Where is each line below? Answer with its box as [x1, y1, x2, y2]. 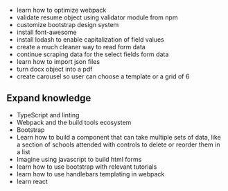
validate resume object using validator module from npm [16, 13, 178, 22]
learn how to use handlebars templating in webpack [16, 169, 165, 178]
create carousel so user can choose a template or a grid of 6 [16, 72, 190, 81]
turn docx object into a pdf [16, 65, 93, 73]
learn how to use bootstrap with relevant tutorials [16, 163, 157, 171]
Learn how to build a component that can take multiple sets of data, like [16, 133, 221, 141]
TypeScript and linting [16, 110, 80, 119]
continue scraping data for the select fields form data [16, 50, 169, 58]
